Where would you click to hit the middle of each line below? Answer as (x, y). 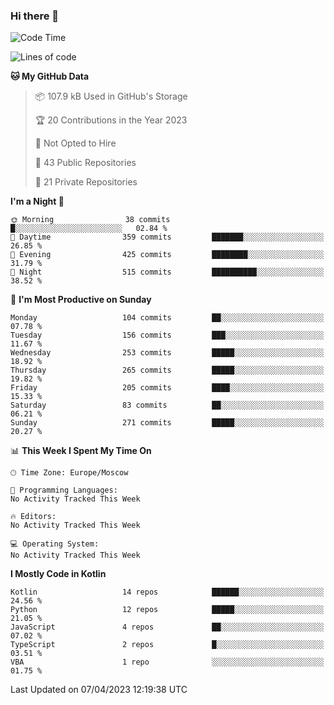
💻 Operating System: (55, 544)
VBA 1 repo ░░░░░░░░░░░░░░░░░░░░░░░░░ (167, 662)
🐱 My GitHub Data (50, 76)
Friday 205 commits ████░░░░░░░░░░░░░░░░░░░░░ (167, 388)
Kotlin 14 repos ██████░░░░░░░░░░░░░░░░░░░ (167, 592)
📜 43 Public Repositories (85, 163)
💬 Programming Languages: (64, 490)
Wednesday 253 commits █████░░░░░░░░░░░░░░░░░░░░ (167, 353)
